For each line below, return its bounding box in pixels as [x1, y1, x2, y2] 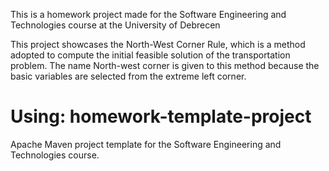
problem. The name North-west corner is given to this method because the [10, 60, 320, 71]
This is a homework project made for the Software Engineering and [10, 9, 287, 20]
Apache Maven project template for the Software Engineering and [10, 138, 282, 150]
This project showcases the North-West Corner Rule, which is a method [10, 39, 306, 50]
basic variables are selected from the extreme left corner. [10, 70, 247, 82]
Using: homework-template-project [10, 105, 312, 128]
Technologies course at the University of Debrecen [10, 19, 221, 31]
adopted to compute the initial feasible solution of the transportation [10, 49, 291, 61]
